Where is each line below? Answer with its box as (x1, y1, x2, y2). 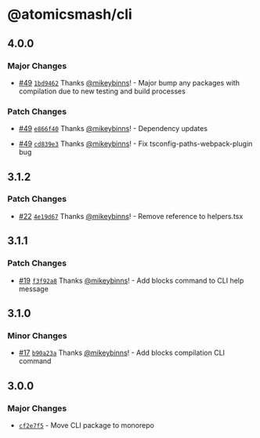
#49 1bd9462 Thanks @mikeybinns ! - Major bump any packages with (18, 78, 240, 87)
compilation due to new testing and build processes (18, 86, 186, 96)
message (18, 284, 49, 294)
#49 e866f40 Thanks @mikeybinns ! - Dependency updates (18, 124, 208, 133)
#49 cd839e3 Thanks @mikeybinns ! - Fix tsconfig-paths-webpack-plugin (18, 139, 253, 148)
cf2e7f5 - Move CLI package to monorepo (18, 420, 154, 429)
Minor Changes (7, 330, 67, 341)
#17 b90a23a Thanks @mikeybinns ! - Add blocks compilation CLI (18, 348, 225, 358)
